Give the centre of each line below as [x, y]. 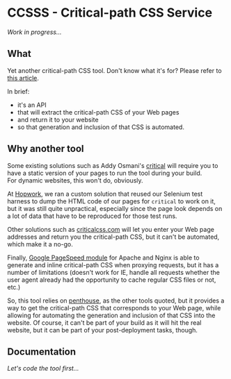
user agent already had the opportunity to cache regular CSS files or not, [112, 280]
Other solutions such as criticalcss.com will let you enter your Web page [111, 229]
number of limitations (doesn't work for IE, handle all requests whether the [114, 272]
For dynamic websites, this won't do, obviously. [75, 180]
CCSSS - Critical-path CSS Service [110, 13]
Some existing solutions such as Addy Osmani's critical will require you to [113, 165]
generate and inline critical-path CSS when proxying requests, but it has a [113, 264]
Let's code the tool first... [43, 369]
